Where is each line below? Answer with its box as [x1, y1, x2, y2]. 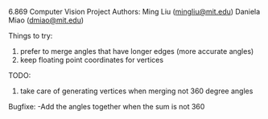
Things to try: [8, 31, 53, 40]
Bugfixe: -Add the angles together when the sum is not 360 [8, 102, 205, 111]
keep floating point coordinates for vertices [19, 55, 163, 64]
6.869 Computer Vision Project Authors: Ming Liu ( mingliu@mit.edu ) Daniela [8, 7, 261, 16]
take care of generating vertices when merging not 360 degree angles [19, 86, 254, 96]
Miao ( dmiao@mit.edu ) [8, 15, 85, 25]
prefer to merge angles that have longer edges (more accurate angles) [19, 47, 254, 55]
